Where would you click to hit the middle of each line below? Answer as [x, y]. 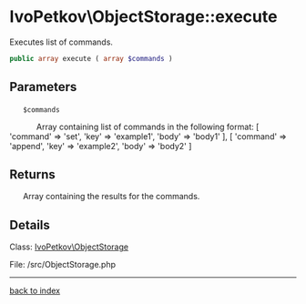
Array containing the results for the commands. [111, 197]
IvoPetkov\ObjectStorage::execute [143, 17]
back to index [35, 291]
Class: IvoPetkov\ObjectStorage [69, 247]
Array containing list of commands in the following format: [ [148, 127]
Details [30, 225]
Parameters [43, 87]
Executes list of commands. [61, 42]
